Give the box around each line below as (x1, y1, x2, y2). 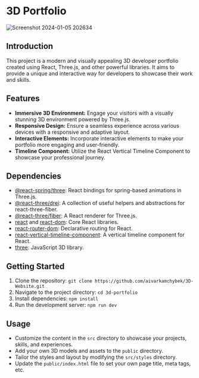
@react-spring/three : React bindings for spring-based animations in (14, 187, 182, 194)
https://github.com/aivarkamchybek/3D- (94, 278, 194, 284)
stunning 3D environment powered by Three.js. (14, 115, 131, 123)
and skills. (6, 76, 31, 83)
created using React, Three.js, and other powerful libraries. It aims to (6, 63, 175, 70)
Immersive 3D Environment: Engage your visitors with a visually (14, 109, 174, 116)
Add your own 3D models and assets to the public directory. (14, 348, 164, 354)
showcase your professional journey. (14, 153, 105, 161)
